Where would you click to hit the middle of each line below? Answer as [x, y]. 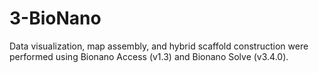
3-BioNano [55, 18]
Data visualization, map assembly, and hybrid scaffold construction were [159, 46]
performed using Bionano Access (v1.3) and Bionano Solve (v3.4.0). [149, 56]
